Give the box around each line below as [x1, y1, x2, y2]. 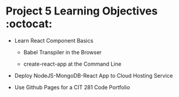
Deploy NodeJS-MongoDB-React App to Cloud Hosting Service [14, 72, 173, 79]
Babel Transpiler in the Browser [23, 48, 102, 55]
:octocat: [5, 17, 53, 31]
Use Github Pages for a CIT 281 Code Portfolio [14, 83, 131, 91]
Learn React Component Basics [14, 37, 94, 44]
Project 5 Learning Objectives [5, 4, 158, 18]
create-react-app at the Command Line [23, 60, 122, 67]
